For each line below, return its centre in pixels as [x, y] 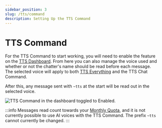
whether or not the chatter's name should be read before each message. [78, 67]
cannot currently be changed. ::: [37, 121]
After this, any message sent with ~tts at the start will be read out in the [77, 86]
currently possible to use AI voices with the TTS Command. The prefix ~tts [81, 115]
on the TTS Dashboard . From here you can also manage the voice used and [81, 61]
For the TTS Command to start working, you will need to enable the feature [80, 56]
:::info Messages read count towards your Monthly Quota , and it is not [75, 110]
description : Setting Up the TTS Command [48, 18]
